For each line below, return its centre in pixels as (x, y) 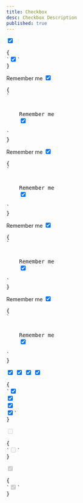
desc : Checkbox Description (42, 18)
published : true (27, 23)
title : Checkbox (27, 12)
